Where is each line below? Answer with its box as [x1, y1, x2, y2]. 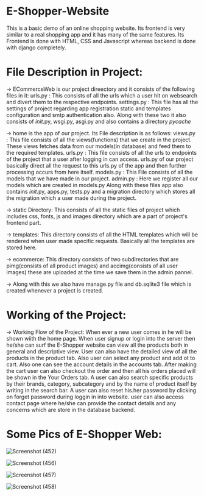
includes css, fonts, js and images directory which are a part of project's [6, 212, 188, 220]
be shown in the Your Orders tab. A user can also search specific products [6, 374, 194, 381]
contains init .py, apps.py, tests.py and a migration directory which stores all [6, 188, 195, 195]
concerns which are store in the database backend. [6, 406, 136, 413]
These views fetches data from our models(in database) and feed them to [6, 142, 191, 150]
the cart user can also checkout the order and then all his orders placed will [6, 367, 196, 374]
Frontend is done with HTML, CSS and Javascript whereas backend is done [6, 37, 196, 44]
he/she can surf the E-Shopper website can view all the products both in [6, 341, 189, 349]
